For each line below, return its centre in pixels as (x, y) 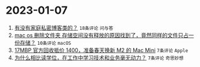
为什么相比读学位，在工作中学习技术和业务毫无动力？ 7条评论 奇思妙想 (99, 57)
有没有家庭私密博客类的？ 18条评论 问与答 (64, 28)
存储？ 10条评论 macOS (45, 42)
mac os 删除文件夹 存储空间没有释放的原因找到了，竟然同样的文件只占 (102, 35)
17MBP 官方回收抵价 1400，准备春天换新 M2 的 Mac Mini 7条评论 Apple (101, 50)
